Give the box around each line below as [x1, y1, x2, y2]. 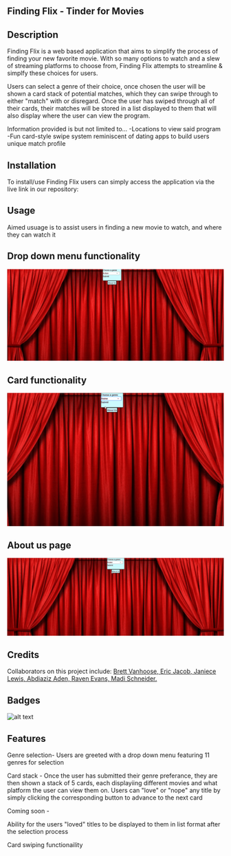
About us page [7, 540, 71, 551]
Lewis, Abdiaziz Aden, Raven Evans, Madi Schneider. [7, 674, 157, 683]
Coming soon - [7, 807, 49, 815]
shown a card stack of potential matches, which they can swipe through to [7, 89, 219, 98]
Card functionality [7, 374, 87, 386]
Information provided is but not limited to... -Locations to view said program [7, 125, 221, 133]
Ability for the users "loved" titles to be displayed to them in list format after [7, 820, 221, 828]
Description [7, 29, 58, 41]
